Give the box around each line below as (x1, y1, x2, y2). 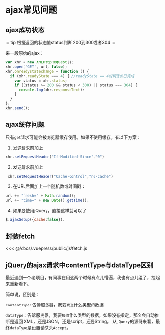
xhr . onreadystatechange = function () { (5, 69, 90, 74)
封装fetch (5, 232, 35, 241)
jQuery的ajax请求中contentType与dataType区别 (5, 261, 154, 270)
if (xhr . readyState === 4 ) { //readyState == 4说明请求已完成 (10, 73, 134, 79)
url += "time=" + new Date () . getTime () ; (5, 198, 90, 203)
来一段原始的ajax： (5, 50, 44, 56)
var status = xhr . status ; (14, 78, 68, 83)
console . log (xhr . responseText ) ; (18, 87, 85, 92)
